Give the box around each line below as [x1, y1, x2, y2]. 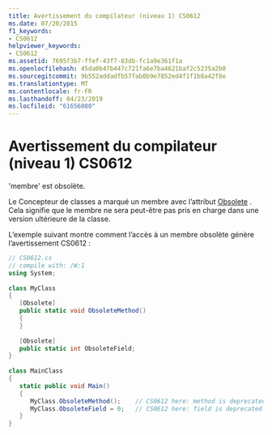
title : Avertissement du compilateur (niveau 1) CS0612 [8, 11, 201, 20]
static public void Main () [19, 382, 111, 390]
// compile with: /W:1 [8, 261, 85, 270]
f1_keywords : [8, 27, 53, 35]
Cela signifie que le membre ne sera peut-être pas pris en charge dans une [8, 206, 259, 215]
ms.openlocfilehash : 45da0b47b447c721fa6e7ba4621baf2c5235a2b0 [8, 65, 227, 73]
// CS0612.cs [8, 254, 53, 262]
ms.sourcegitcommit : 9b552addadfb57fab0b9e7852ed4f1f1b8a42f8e [8, 72, 227, 80]
